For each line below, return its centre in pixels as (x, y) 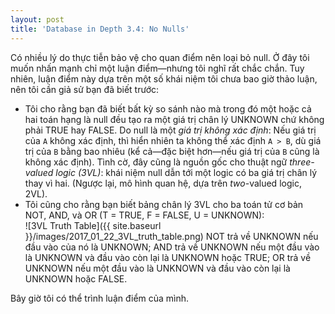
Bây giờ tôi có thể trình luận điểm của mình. (100, 298)
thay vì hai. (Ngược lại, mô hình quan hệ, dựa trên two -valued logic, (163, 183)
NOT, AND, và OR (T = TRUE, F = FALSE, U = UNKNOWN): (144, 215)
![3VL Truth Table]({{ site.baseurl (93, 225)
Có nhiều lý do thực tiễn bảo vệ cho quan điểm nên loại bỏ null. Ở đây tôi (160, 57)
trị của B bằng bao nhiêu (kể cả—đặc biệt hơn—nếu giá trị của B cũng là (172, 151)
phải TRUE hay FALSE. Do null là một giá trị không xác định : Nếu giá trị (170, 130)
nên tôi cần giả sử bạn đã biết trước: (85, 89)
